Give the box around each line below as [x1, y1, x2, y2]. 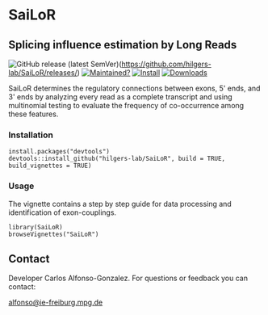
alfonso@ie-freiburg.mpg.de [8, 297, 103, 308]
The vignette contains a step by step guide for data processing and [8, 199, 232, 208]
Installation [8, 129, 54, 141]
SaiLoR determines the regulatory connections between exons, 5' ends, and [8, 83, 261, 93]
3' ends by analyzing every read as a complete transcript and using [8, 92, 232, 102]
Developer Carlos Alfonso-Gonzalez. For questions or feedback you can [8, 273, 249, 283]
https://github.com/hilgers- [121, 59, 211, 69]
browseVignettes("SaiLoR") [8, 230, 99, 238]
